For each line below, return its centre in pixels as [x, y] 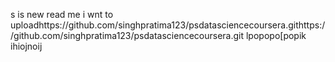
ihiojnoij [26, 46]
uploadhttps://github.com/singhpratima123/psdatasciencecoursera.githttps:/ [168, 25]
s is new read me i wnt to [62, 14]
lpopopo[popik [276, 35]
